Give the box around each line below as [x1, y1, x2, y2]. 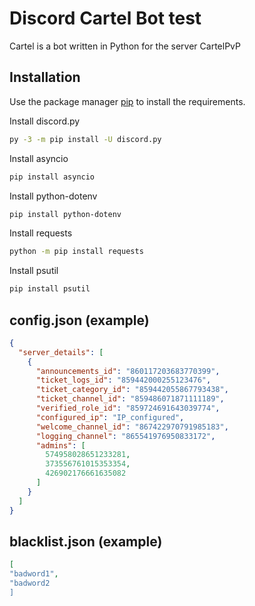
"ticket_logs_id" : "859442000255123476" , [35, 375, 212, 386]
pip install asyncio [9, 172, 96, 182]
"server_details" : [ [18, 347, 104, 357]
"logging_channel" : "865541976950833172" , [35, 431, 216, 441]
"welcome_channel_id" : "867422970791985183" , [35, 422, 229, 432]
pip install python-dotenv [9, 209, 122, 219]
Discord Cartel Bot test [9, 7, 202, 30]
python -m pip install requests [9, 247, 144, 257]
